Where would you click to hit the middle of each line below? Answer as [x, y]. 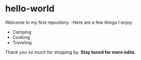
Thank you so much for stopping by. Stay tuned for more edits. [71, 52]
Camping [22, 32]
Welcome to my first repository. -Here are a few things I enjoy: [69, 22]
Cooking [21, 37]
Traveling [22, 42]
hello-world [30, 9]
